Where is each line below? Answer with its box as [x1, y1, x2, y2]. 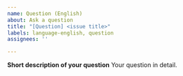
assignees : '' [7, 36, 49, 43]
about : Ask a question [7, 17, 73, 23]
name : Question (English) [7, 10, 82, 17]
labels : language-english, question [7, 29, 114, 37]
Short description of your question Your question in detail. [7, 61, 177, 69]
